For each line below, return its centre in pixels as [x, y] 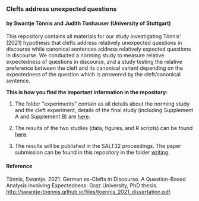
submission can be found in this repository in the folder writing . [92, 152]
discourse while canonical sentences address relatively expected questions [99, 49]
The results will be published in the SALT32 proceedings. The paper [98, 146]
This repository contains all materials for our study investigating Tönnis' [94, 36]
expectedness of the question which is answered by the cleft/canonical [94, 75]
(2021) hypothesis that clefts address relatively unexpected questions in [94, 43]
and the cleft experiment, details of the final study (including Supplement [104, 110]
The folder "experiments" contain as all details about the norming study [102, 104]
